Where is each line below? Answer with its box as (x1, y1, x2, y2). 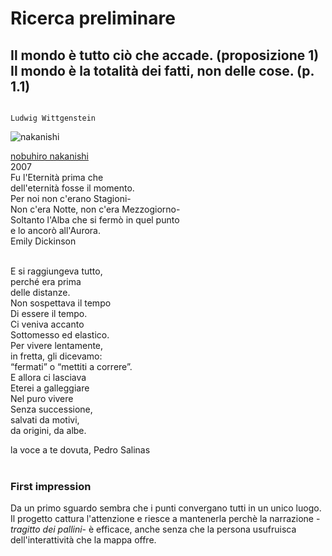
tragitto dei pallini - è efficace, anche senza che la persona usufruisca (10, 523, 297, 536)
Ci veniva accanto (10, 318, 85, 330)
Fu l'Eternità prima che (10, 172, 104, 183)
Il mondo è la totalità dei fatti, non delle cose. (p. (10, 62, 315, 79)
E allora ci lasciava (10, 372, 87, 383)
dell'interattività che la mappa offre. (10, 534, 157, 546)
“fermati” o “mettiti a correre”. (10, 361, 133, 372)
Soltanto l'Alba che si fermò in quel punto (10, 214, 180, 226)
